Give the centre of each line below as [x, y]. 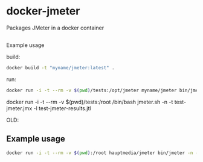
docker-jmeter [43, 11]
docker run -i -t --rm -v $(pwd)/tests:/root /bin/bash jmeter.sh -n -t [90, 102]
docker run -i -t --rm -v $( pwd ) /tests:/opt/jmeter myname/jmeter [92, 91]
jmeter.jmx [19, 108]
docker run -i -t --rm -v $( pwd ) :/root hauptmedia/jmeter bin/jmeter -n [100, 153]
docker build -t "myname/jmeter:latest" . [60, 68]
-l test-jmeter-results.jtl [62, 108]
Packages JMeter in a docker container [55, 28]
